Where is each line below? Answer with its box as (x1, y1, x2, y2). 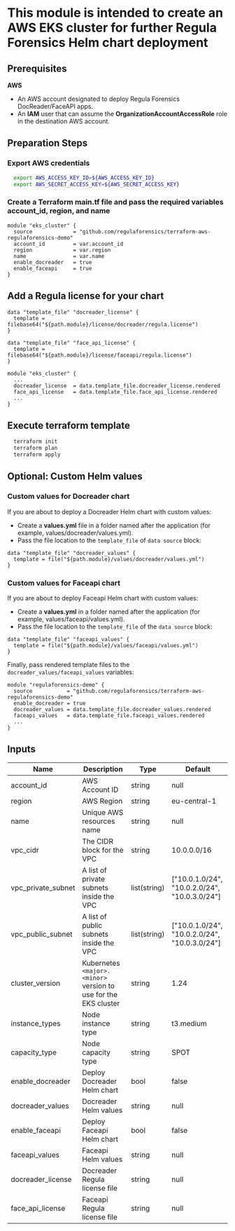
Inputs (7, 743, 36, 755)
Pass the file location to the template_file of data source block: (17, 536, 201, 544)
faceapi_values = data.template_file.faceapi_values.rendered (13, 712, 205, 719)
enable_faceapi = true (13, 265, 92, 272)
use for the (81, 989, 117, 999)
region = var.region (13, 247, 111, 254)
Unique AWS (81, 807, 124, 817)
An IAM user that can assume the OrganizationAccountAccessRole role (17, 110, 227, 118)
